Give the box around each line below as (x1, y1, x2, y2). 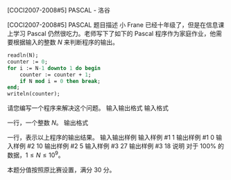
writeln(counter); (7, 91, 60, 98)
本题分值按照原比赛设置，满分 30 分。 (7, 165, 116, 174)
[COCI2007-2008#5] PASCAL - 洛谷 (7, 6, 111, 14)
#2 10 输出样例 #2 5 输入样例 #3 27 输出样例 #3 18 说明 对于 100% (26, 142, 216, 150)
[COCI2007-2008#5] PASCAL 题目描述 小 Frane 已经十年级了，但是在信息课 (7, 21, 225, 29)
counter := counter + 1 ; (19, 71, 92, 78)
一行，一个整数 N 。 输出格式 (7, 118, 89, 127)
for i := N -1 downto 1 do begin (7, 64, 101, 71)
